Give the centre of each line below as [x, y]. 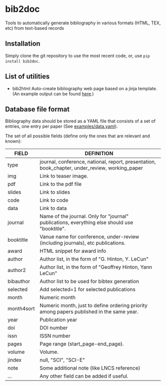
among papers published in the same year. [89, 312]
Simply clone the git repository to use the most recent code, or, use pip [78, 55]
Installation [23, 44]
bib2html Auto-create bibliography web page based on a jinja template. [84, 88]
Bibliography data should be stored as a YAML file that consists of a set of [80, 121]
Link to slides [55, 192]
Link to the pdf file [61, 184]
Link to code [54, 200]
